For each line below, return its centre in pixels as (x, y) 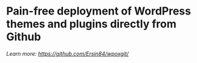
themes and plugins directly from (92, 24)
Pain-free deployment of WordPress (99, 11)
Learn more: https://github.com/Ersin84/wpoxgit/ (67, 53)
